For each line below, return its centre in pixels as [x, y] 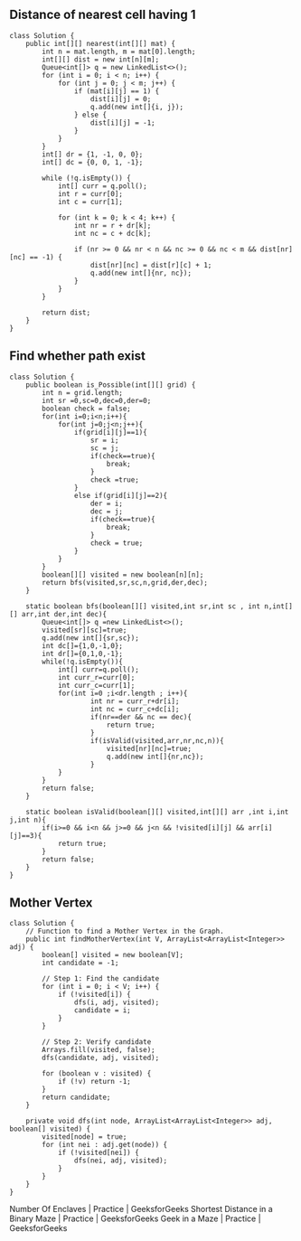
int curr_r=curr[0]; [96, 677]
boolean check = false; [86, 409]
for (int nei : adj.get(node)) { [105, 1145]
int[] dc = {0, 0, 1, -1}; [93, 162]
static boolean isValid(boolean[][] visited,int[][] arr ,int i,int [157, 812]
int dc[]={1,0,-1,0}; [83, 645]
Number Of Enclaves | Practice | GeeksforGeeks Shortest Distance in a [141, 1209]
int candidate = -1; [80, 963]
